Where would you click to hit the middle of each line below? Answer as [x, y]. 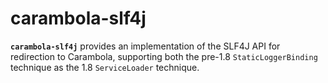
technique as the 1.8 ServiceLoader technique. [105, 67]
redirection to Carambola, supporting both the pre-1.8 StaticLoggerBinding [164, 56]
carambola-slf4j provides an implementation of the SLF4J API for [145, 46]
